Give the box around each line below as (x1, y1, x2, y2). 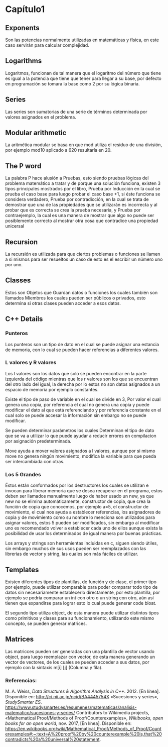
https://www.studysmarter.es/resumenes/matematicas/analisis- (5, 704, 137, 710)
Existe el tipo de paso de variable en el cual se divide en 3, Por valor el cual (5, 396, 161, 402)
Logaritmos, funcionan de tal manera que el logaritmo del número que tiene (5, 70, 161, 76)
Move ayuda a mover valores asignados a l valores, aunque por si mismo (5, 448, 155, 454)
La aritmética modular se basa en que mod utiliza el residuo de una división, (5, 142, 162, 148)
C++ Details (5, 315, 43, 324)
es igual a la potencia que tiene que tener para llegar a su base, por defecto (5, 75, 162, 81)
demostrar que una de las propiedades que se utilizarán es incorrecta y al (5, 202, 158, 208)
